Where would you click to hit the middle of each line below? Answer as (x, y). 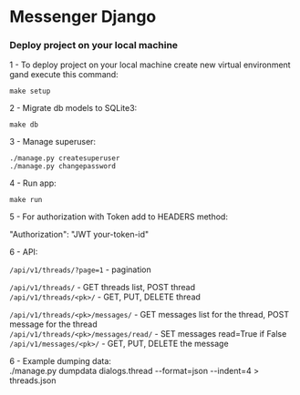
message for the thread (53, 324)
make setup (30, 91)
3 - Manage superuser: (53, 142)
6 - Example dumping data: (61, 361)
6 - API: (24, 252)
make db (24, 125)
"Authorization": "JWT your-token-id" (79, 235)
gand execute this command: (64, 75)
